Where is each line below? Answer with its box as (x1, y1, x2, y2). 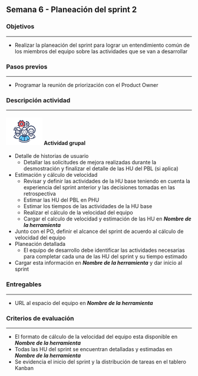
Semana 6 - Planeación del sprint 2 (6, 5, 137, 15)
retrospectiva (23, 190, 56, 197)
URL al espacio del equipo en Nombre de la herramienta (14, 299, 153, 306)
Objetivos (6, 22, 35, 31)
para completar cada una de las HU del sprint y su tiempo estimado (23, 253, 187, 260)
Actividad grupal (44, 139, 86, 147)
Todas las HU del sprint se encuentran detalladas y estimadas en (14, 346, 173, 353)
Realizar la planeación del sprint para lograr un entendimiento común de (14, 41, 190, 48)
